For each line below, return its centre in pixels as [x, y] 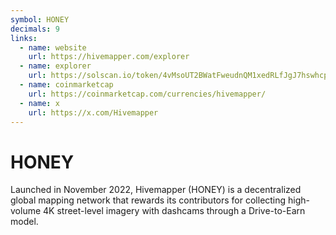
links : [24, 38]
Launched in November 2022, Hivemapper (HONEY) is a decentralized [156, 190]
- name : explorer [55, 66]
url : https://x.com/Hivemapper [93, 112]
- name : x [39, 103]
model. [24, 222]
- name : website [53, 47]
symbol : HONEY [40, 19]
